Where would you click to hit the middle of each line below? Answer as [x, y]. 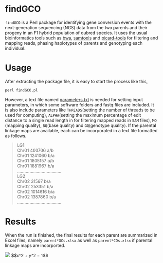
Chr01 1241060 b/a [36, 155]
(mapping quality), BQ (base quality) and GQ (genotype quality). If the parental [81, 125]
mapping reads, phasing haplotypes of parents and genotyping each [74, 43]
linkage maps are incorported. [35, 245]
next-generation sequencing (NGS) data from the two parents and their [76, 27]
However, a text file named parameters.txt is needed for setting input [74, 99]
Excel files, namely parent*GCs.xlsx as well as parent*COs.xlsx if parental [79, 240]
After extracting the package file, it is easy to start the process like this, [76, 81]
